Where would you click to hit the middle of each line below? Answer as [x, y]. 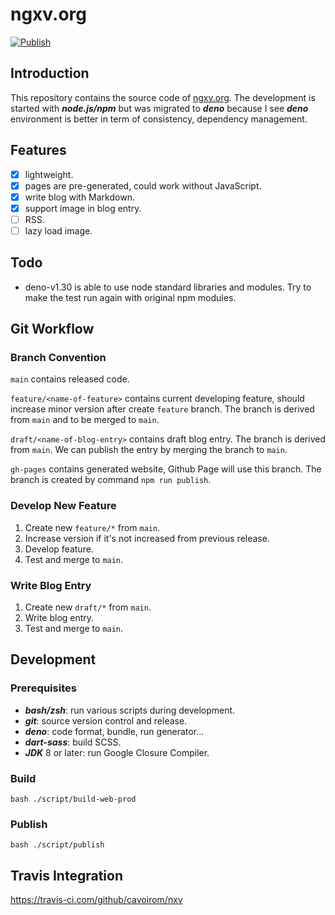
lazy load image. [58, 230]
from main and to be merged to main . [85, 420]
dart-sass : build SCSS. [73, 742]
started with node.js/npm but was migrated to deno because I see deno [159, 108]
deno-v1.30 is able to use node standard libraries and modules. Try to [168, 287]
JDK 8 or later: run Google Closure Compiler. [117, 752]
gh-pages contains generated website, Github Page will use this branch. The [166, 469]
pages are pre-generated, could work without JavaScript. [143, 185]
